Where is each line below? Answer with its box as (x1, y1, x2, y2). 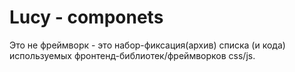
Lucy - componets (9, 6, 164, 29)
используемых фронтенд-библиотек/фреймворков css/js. (9, 49, 256, 61)
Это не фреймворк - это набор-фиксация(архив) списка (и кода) (9, 39, 286, 51)
